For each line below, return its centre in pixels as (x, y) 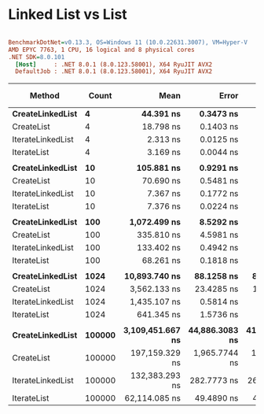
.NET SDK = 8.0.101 (37, 57)
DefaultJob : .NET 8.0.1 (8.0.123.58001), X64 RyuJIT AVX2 (114, 72)
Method (45, 96)
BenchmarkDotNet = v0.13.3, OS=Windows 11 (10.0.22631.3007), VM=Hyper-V (128, 42)
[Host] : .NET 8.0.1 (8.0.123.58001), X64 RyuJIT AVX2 (114, 65)
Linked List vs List (68, 15)
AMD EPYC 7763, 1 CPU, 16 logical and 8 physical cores (101, 50)
